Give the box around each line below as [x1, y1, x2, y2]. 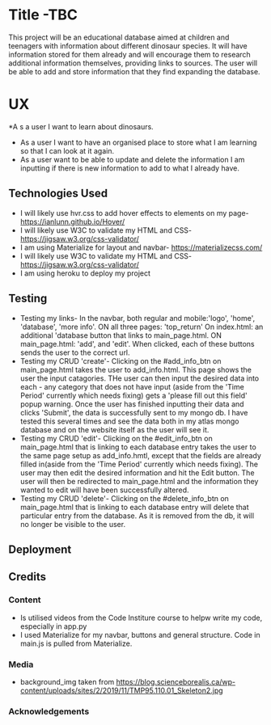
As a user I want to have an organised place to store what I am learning [19, 137, 257, 147]
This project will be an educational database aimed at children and [8, 32, 230, 42]
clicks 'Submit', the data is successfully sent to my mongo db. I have [19, 407, 248, 417]
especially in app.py [19, 621, 87, 631]
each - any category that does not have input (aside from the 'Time [19, 381, 244, 391]
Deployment [8, 542, 72, 556]
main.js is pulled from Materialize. [19, 639, 133, 648]
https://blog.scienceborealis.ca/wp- [116, 677, 236, 686]
